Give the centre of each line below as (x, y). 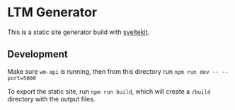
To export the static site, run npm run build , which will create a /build (109, 91)
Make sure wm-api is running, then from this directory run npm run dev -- (113, 71)
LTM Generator (52, 12)
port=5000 (22, 78)
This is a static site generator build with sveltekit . (79, 32)
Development (38, 54)
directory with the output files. (51, 99)
